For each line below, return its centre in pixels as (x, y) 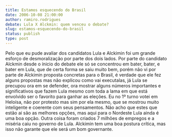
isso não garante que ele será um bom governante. (59, 129)
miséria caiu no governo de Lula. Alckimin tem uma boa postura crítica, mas (85, 124)
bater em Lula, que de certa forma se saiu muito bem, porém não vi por (81, 69)
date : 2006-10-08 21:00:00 (34, 15)
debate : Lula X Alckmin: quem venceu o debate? (57, 24)
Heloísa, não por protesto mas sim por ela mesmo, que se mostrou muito (82, 102)
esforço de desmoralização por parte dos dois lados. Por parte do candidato (86, 58)
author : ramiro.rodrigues (33, 19)
